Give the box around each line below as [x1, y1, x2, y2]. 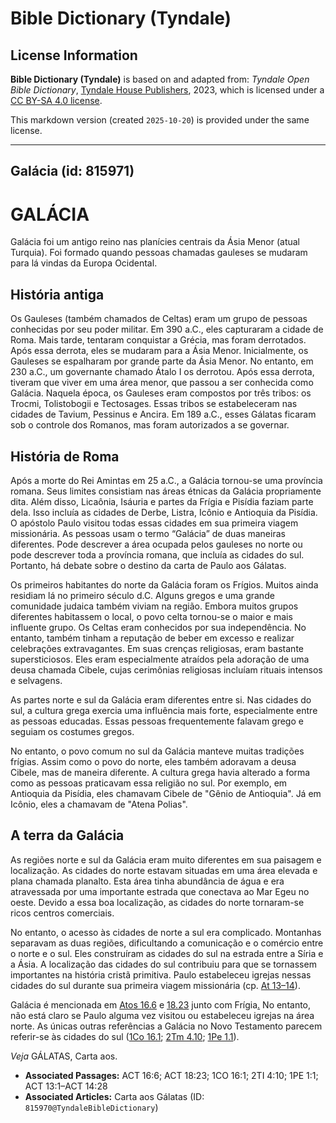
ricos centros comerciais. [10, 907, 115, 919]
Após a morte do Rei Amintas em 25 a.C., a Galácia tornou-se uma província [10, 474, 323, 486]
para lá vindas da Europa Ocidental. [10, 257, 158, 269]
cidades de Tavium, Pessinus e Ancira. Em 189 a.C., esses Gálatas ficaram [10, 408, 317, 421]
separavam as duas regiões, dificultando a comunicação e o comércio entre [10, 937, 324, 949]
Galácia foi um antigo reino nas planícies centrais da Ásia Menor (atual [10, 236, 300, 248]
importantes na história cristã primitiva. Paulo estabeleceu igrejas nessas [10, 968, 312, 981]
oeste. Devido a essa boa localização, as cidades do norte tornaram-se [10, 896, 305, 908]
